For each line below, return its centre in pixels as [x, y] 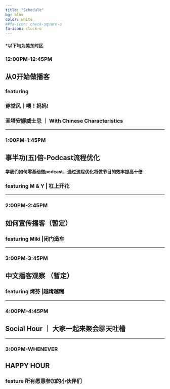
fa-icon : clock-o [24, 29]
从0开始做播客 [28, 77]
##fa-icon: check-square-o [34, 24]
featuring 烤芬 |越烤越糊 [35, 292]
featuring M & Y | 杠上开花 [37, 186]
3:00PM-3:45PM [27, 258]
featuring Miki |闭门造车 [35, 239]
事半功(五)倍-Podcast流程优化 [53, 158]
